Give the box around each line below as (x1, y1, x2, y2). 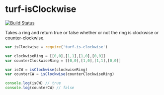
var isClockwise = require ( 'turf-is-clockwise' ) (5, 44, 108, 49)
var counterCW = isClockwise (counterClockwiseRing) (5, 72, 114, 77)
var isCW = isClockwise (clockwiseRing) (5, 67, 88, 72)
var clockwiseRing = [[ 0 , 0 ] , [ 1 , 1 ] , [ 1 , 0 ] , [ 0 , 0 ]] (5, 53, 106, 58)
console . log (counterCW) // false (5, 86, 75, 91)
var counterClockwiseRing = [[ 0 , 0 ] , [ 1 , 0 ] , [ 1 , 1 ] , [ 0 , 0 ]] (5, 58, 121, 63)
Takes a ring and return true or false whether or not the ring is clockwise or (5, 29, 159, 35)
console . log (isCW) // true (5, 81, 61, 86)
